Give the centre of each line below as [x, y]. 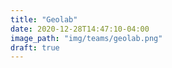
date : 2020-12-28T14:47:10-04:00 [80, 29]
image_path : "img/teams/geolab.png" [86, 38]
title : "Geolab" [44, 19]
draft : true [35, 47]
